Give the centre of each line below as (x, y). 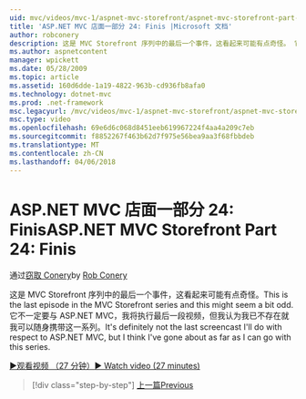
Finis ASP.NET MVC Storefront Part (143, 230)
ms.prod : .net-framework (56, 102)
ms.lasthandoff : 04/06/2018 (63, 162)
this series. (30, 347)
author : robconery (44, 35)
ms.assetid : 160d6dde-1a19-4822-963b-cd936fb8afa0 (107, 86)
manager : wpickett (44, 60)
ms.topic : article (44, 77)
